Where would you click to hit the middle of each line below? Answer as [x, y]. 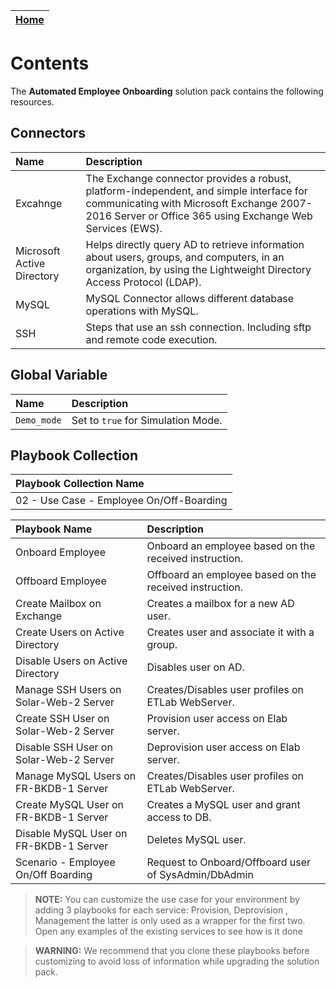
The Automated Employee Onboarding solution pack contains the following [167, 91]
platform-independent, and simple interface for [196, 191]
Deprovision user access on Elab [223, 747]
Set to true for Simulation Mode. [147, 420]
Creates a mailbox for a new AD [220, 604]
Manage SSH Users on [68, 690]
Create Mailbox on [58, 604]
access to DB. [179, 817]
